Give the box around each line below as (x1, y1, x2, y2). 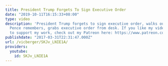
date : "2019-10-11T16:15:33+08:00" (5, 12, 79, 17)
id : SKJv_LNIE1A (14, 53, 48, 59)
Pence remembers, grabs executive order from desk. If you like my (9, 26, 153, 31)
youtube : (9, 49, 28, 54)
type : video (5, 16, 30, 21)
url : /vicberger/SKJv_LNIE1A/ (5, 40, 68, 45)
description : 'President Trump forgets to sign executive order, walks (5, 21, 157, 26)
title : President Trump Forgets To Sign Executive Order (5, 7, 126, 12)
